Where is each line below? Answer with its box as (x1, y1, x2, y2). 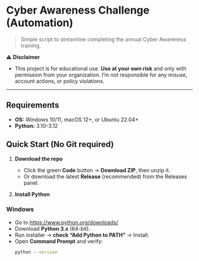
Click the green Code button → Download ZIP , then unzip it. (23, 166, 171, 173)
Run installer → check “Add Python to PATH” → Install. (14, 231, 150, 239)
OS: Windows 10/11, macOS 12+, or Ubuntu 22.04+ (14, 116, 139, 123)
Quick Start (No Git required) (6, 140, 114, 150)
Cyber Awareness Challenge (6, 4, 150, 17)
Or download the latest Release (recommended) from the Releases (23, 173, 188, 180)
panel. (23, 179, 40, 186)
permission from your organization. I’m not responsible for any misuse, (14, 71, 188, 78)
